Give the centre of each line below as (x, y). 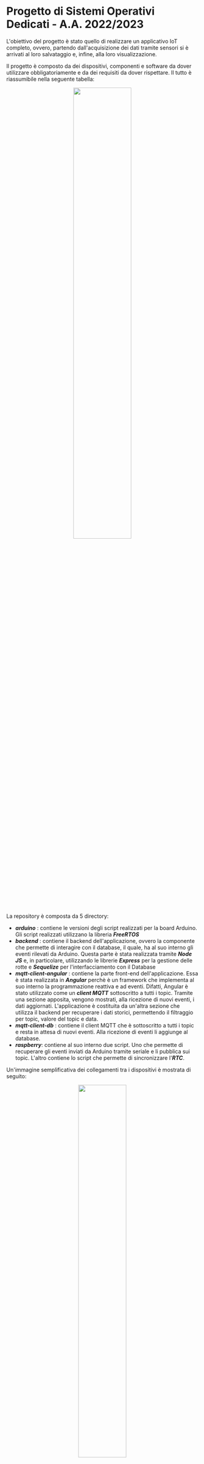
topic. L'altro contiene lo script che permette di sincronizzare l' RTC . (100, 1058)
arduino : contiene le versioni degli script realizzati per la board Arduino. (106, 928)
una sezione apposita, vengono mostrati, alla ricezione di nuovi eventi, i (105, 999)
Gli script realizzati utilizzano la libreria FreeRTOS (77, 934)
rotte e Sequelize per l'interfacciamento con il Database (85, 967)
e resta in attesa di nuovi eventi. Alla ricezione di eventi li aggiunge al (101, 1032)
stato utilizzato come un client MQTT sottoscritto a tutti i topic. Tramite (104, 993)
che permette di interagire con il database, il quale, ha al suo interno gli (104, 947)
